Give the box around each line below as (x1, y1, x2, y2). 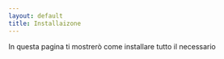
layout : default (8, 11, 63, 20)
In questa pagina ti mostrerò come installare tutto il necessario (8, 41, 216, 51)
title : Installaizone (8, 19, 82, 27)
